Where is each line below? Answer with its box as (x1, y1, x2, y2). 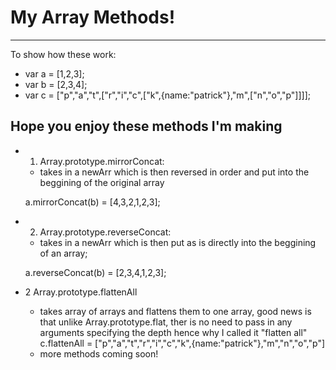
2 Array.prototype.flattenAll (24, 286, 138, 298)
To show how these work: (10, 48, 117, 60)
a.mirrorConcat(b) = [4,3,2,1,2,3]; (24, 196, 161, 208)
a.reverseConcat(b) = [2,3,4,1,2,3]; (24, 266, 167, 278)
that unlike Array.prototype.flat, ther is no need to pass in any (39, 316, 293, 328)
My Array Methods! (10, 6, 176, 29)
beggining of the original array (39, 176, 165, 188)
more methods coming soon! (39, 347, 159, 360)
